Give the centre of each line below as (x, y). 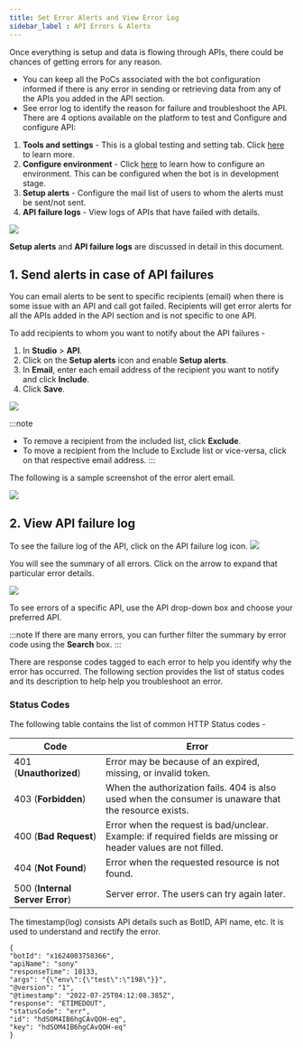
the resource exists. (147, 810)
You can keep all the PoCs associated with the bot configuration (141, 79)
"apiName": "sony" (44, 964)
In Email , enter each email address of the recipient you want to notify (151, 370)
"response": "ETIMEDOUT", (58, 1004)
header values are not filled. (164, 848)
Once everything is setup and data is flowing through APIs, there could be (147, 52)
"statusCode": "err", (50, 1012)
